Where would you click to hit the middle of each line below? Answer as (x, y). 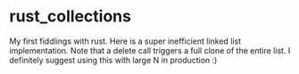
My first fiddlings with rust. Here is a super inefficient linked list (125, 41)
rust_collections (71, 16)
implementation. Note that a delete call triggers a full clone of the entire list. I (150, 50)
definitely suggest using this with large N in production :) (113, 60)
